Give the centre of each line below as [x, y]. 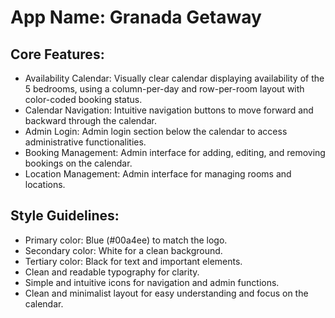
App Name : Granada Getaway [136, 17]
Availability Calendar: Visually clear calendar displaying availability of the [174, 78]
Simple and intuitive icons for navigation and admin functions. [152, 282]
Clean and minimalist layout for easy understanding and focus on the [166, 293]
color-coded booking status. [83, 99]
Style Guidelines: [65, 216]
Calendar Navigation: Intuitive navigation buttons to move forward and [169, 110]
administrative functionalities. [85, 142]
